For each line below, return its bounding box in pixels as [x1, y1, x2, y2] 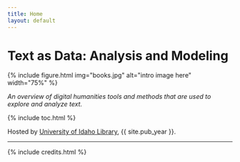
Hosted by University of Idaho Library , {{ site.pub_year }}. [7, 127, 176, 136]
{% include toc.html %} [7, 114, 76, 122]
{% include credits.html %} [7, 148, 87, 156]
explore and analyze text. [7, 100, 83, 109]
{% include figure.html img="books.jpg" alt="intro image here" [7, 71, 191, 80]
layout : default [7, 17, 56, 24]
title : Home [7, 10, 43, 18]
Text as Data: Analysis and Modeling [7, 48, 229, 64]
